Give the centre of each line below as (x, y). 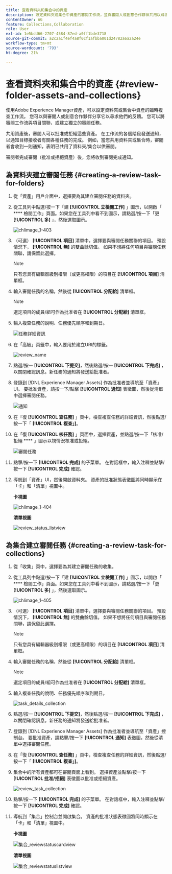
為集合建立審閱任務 (36, 545)
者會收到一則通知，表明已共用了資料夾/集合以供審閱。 (63, 147)
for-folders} (25, 183)
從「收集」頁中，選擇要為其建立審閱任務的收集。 (65, 566)
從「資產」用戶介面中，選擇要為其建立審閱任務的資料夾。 (73, 196)
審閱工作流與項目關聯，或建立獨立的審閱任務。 (55, 123)
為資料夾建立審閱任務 (39, 175)
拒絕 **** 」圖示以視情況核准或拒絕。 (53, 441)
